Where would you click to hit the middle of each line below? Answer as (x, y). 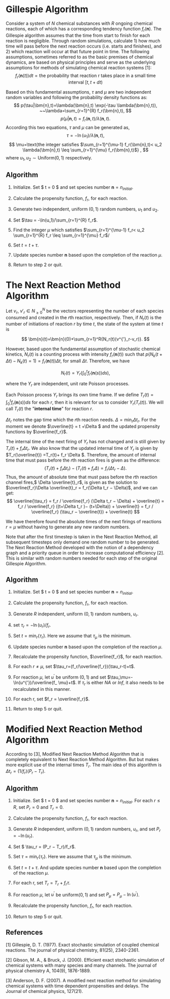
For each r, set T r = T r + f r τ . (41, 883)
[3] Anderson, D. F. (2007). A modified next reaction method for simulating (83, 980)
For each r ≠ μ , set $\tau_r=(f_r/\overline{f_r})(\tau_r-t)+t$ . (74, 667)
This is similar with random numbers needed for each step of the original (81, 558)
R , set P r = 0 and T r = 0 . (38, 807)
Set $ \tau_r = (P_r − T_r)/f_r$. (44, 847)
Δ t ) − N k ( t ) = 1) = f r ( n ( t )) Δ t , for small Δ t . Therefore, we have (68, 361)
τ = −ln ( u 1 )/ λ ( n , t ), (86, 136)
